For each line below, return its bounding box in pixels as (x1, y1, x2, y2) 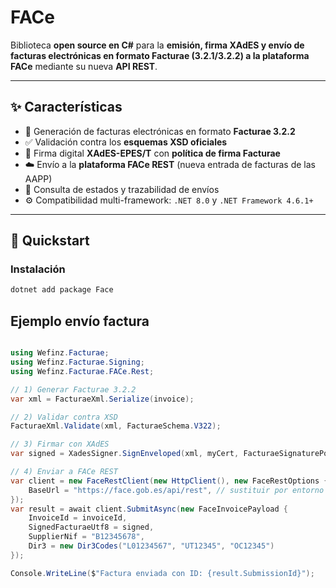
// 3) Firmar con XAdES (10, 439, 110, 450)
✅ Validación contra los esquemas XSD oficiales (24, 136, 228, 148)
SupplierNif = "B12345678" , (28, 532, 145, 542)
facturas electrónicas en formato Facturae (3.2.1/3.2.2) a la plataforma (10, 49, 310, 61)
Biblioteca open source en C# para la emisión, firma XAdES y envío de (10, 39, 305, 51)
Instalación (10, 262, 66, 276)
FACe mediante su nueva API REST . (10, 60, 158, 72)
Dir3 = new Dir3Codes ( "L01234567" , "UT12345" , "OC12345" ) (28, 541, 275, 551)
